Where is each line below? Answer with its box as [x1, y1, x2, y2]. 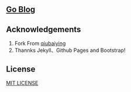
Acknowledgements [6, 24, 81, 34]
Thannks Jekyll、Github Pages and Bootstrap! [14, 47, 126, 54]
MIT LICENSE [6, 80, 39, 87]
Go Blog [6, 5, 36, 15]
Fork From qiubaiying [14, 40, 66, 47]
